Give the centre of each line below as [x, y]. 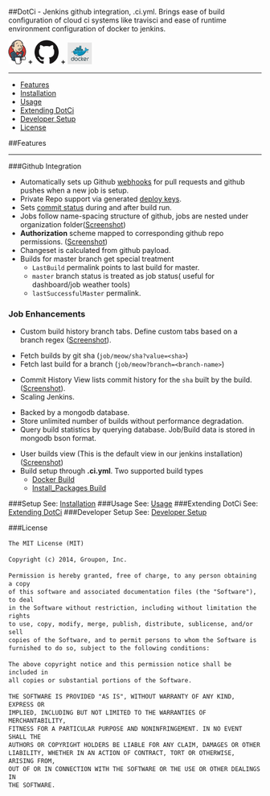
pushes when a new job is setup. [74, 190]
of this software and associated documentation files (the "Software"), [133, 592]
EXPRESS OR [27, 705]
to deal [21, 600]
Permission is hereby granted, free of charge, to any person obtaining [133, 576]
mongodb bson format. [58, 438]
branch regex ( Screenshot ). [65, 340]
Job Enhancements [47, 313]
